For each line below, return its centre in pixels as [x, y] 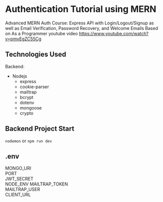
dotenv [27, 102]
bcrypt [27, 97]
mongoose [31, 107]
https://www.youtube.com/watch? [114, 33]
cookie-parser [34, 87]
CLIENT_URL [18, 195]
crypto [27, 113]
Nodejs [20, 76]
